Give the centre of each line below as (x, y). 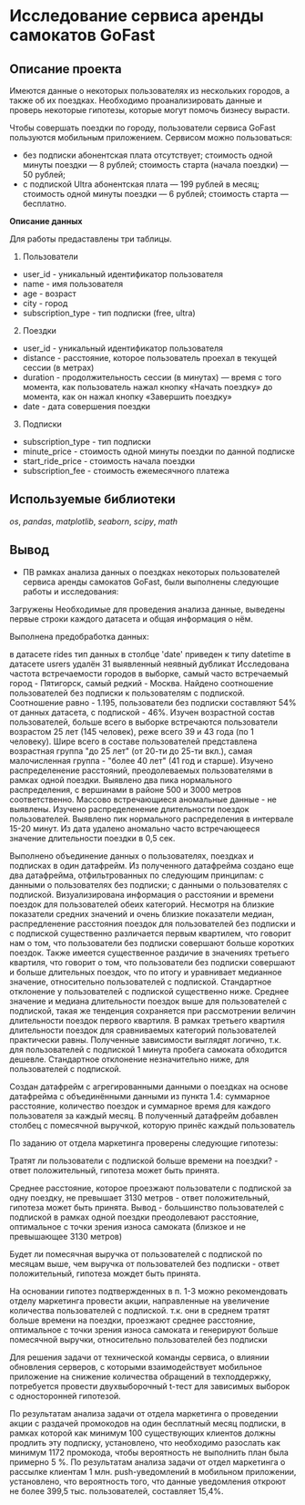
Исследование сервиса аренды (137, 16)
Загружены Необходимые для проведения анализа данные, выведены (147, 609)
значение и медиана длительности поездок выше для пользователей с (148, 1001)
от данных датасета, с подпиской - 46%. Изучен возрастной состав (142, 712)
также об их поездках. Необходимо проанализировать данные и (136, 100)
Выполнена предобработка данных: (79, 636)
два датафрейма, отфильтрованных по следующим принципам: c (137, 875)
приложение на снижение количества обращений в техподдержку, (140, 1376)
